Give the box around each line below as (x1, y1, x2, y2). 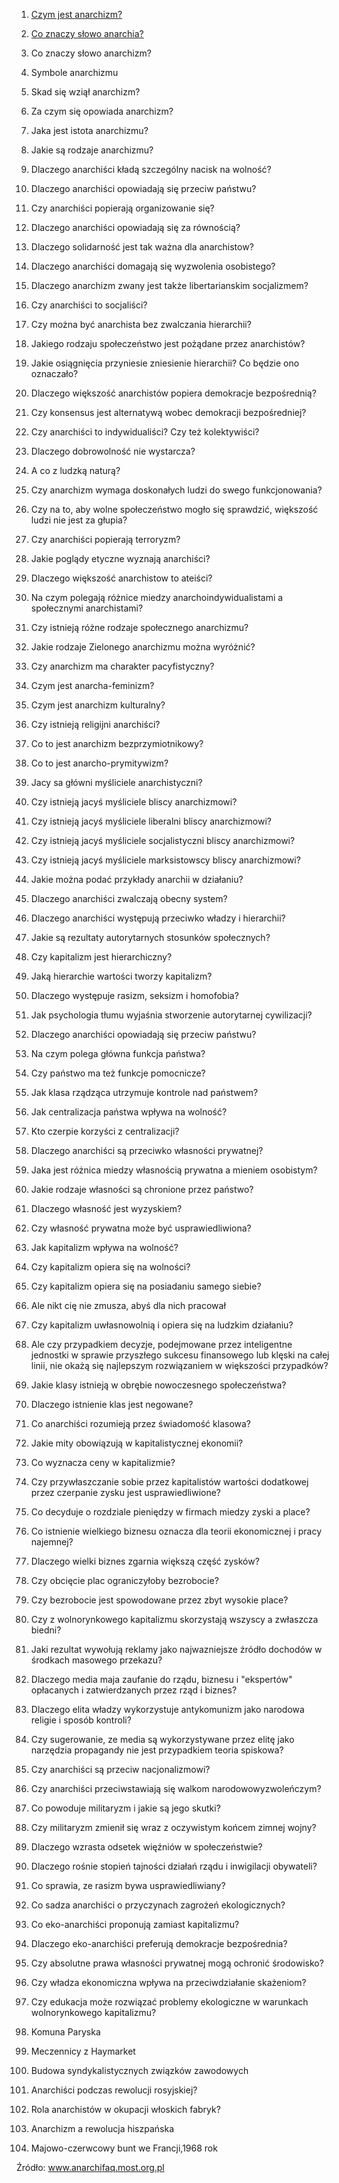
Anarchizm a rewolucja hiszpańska (30, 2123, 174, 2134)
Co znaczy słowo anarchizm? (30, 47, 152, 59)
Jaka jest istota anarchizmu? (30, 125, 149, 136)
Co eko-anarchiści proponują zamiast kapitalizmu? (30, 1919, 240, 1930)
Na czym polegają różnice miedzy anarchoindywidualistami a (30, 592, 284, 603)
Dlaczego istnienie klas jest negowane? (30, 1399, 194, 1410)
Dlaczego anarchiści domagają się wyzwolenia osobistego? (30, 260, 276, 272)
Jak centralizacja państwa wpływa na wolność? (30, 1106, 228, 1118)
